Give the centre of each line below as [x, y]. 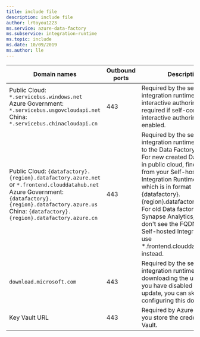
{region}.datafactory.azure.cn [54, 218]
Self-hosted [159, 231]
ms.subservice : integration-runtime [51, 34]
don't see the [160, 223]
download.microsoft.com [43, 282]
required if [156, 110]
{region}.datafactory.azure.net [55, 178]
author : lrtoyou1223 [32, 23]
